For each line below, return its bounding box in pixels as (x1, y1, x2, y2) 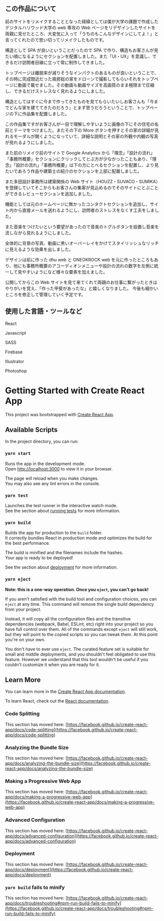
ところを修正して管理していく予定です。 (5, 291, 86, 297)
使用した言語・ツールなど (5, 307, 82, 316)
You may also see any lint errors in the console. (5, 480, 100, 486)
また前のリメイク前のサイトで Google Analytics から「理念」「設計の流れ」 (5, 150, 155, 155)
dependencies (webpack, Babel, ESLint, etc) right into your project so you (5, 621, 154, 627)
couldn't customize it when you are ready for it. (5, 662, 100, 667)
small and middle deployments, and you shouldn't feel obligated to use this (5, 651, 156, 657)
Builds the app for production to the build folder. (5, 530, 103, 536)
